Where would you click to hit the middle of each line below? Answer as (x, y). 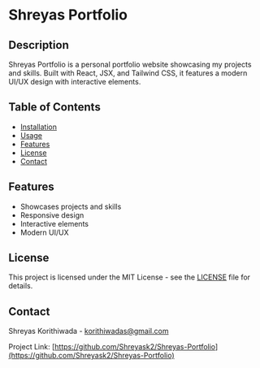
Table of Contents (55, 107)
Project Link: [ (32, 347)
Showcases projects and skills (71, 206)
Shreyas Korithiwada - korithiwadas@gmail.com (89, 331)
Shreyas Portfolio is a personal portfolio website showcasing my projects (130, 64)
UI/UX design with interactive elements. (75, 82)
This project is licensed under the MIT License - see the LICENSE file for (129, 277)
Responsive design (52, 215)
